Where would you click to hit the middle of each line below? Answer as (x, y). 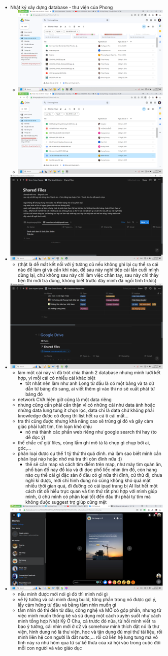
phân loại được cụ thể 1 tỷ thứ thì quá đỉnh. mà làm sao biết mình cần (89, 453)
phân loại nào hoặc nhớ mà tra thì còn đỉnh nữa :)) (70, 458)
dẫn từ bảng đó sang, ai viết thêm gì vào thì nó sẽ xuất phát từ (90, 388)
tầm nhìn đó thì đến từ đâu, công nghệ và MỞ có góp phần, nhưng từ (89, 610)
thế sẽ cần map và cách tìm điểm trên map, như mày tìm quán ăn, (94, 464)
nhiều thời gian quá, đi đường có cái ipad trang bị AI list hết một (92, 486)
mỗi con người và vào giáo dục (50, 648)
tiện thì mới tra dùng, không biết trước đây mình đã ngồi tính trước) (87, 280)
